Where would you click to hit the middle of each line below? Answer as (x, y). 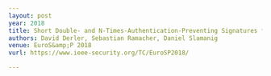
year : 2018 (27, 23)
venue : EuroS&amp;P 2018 (50, 46)
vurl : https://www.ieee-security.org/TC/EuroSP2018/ (99, 53)
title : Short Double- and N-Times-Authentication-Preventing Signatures (133, 30)
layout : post (30, 16)
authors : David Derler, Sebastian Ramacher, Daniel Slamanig (113, 38)
